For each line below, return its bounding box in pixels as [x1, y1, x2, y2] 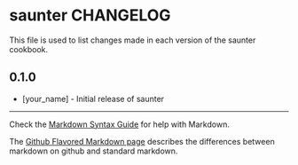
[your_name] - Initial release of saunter [21, 93, 165, 104]
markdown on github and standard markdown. [9, 145, 178, 156]
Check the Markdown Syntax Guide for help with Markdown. [9, 119, 231, 130]
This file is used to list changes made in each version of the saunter [9, 35, 256, 45]
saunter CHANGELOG [9, 5, 171, 26]
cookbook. [9, 43, 49, 54]
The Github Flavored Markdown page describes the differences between [9, 136, 275, 146]
